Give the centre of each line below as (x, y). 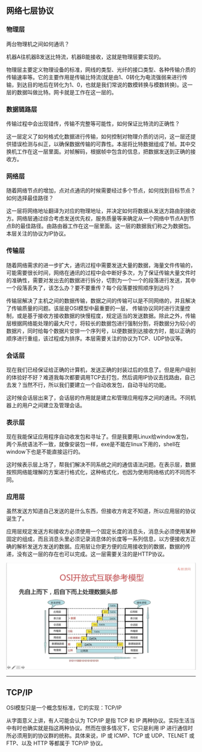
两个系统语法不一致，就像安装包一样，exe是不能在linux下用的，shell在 (93, 444)
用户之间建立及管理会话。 (54, 405)
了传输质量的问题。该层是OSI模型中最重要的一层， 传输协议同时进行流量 (96, 308)
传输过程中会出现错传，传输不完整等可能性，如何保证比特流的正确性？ (93, 123)
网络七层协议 (30, 11)
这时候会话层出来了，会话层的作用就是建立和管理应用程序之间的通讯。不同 (98, 397)
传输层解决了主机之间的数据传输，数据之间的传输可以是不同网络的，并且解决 (101, 300)
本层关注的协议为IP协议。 (38, 234)
